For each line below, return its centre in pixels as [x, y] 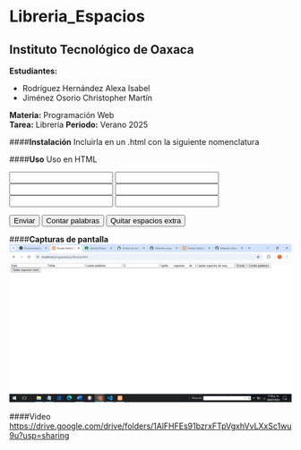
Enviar [25, 221]
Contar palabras [73, 221]
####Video [30, 416]
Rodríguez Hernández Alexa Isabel [86, 88]
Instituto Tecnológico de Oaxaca [102, 50]
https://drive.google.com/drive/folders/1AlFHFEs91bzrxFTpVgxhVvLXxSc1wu [150, 426]
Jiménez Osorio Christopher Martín [87, 98]
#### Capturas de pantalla [59, 239]
